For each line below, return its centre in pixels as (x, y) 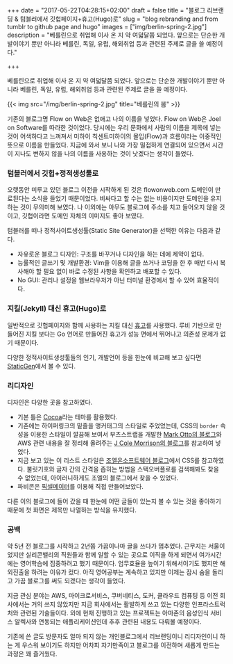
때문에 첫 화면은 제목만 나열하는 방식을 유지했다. (72, 510)
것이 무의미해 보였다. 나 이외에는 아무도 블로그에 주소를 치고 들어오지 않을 (119, 207)
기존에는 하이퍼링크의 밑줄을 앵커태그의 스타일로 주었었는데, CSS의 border (118, 426)
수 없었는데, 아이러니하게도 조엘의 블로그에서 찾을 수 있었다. (98, 478)
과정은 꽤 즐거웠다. (32, 654)
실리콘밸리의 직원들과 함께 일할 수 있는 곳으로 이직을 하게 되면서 (111, 555)
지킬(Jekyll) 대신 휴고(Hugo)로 (57, 309)
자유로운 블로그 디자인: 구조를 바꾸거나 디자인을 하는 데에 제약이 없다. (111, 254)
